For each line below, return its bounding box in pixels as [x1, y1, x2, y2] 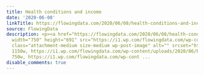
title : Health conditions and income [6, 8, 102, 15]
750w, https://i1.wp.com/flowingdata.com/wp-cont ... [12, 54, 151, 60]
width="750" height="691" [12, 37, 78, 43]
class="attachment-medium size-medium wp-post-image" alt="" [12, 43, 170, 49]
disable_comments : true [6, 59, 67, 65]
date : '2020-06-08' [6, 15, 56, 21]
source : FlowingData [6, 25, 59, 32]
